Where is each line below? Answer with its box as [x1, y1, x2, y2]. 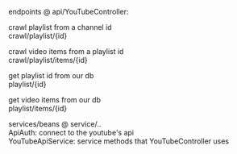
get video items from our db [8, 95, 102, 104]
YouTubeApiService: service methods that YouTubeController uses [8, 136, 230, 146]
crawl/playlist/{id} [8, 31, 68, 40]
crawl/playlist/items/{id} [8, 56, 88, 65]
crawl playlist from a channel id [8, 23, 112, 31]
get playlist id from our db [8, 71, 94, 80]
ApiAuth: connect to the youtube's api [8, 128, 135, 137]
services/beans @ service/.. [8, 119, 102, 128]
